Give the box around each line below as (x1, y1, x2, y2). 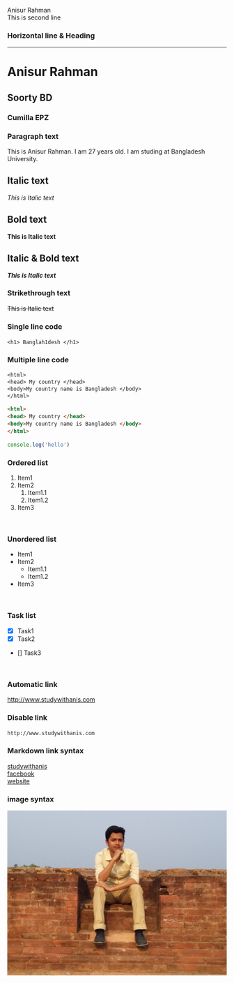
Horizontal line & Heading (7, 31, 95, 40)
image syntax (7, 794, 54, 804)
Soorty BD (7, 91, 53, 103)
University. (7, 155, 38, 163)
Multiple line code (7, 355, 70, 365)
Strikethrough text (7, 288, 71, 298)
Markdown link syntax (7, 746, 84, 756)
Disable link (7, 713, 47, 723)
